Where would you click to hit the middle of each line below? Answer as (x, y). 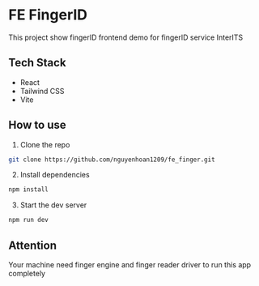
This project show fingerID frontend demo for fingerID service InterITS (126, 37)
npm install (28, 190)
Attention (32, 245)
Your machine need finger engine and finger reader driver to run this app (130, 265)
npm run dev (28, 220)
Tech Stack (37, 63)
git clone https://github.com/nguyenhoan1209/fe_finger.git (112, 160)
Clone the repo (45, 144)
